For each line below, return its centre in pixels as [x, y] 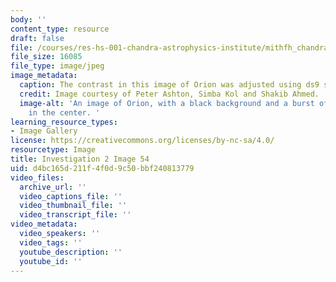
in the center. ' [64, 112]
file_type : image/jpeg [57, 66]
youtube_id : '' [51, 261]
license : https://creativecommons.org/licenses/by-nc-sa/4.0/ [142, 141]
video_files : [37, 177]
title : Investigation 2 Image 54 [80, 159]
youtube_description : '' [71, 252]
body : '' [28, 19]
